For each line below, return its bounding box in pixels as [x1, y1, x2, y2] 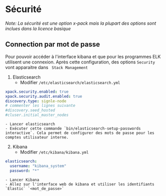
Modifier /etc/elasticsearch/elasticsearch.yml [20, 79, 121, 85]
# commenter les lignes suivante [5, 103, 76, 108]
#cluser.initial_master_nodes [5, 112, 69, 118]
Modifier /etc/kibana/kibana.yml [20, 149, 89, 155]
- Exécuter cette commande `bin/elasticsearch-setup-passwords [5, 126, 141, 131]
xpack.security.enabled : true [5, 89, 69, 94]
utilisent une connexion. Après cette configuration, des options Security [5, 59, 155, 65]
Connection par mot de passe [5, 40, 100, 49]
